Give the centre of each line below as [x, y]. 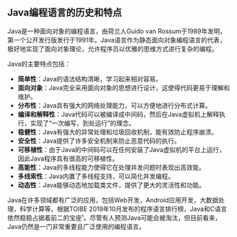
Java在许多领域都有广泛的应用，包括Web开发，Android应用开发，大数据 [113, 200]
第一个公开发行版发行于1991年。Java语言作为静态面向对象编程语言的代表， [117, 40]
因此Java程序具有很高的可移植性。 [68, 158]
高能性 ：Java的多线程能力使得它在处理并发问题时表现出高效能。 [111, 167]
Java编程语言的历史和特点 [65, 13]
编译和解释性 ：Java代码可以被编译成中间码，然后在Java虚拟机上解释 [118, 114]
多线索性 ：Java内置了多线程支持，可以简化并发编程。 [96, 176]
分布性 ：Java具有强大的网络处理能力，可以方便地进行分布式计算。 [115, 105]
